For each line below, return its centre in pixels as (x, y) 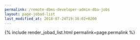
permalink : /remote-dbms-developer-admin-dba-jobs (57, 10)
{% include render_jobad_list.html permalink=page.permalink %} (70, 33)
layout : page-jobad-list (30, 14)
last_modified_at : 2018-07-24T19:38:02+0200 (51, 19)
